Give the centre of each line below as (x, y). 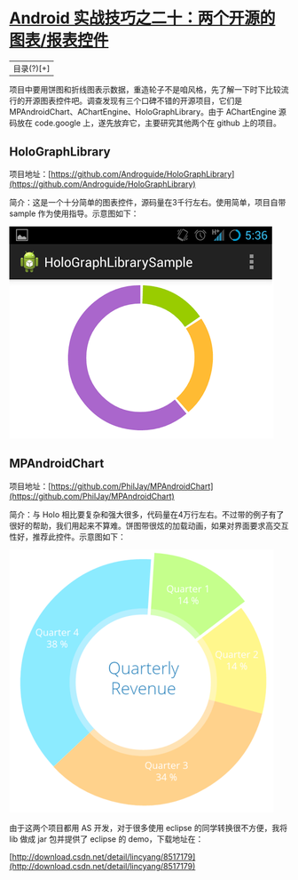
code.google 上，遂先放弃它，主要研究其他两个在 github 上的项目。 (158, 123)
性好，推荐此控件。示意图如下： (67, 536)
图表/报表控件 (59, 40)
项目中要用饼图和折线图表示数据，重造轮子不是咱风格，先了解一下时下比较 (145, 90)
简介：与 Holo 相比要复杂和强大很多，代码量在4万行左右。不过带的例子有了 (147, 514)
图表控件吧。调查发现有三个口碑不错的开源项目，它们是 (141, 101)
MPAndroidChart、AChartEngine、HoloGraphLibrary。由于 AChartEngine (143, 112)
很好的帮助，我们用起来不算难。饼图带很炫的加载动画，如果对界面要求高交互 (149, 525)
